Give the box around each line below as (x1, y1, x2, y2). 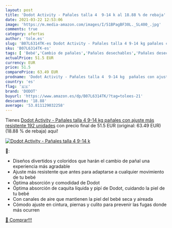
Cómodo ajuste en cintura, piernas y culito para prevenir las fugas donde (12, 201, 167, 208)
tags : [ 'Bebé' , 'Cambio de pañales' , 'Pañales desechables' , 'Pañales (5, 50, 155, 55)
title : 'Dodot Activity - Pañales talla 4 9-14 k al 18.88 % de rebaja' (5, 12, 166, 17)
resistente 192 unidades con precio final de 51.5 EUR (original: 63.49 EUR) (5, 123, 161, 129)
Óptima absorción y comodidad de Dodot (12, 180, 100, 186)
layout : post (5, 7, 33, 13)
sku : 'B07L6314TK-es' (5, 46, 52, 51)
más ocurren (12, 207, 40, 213)
